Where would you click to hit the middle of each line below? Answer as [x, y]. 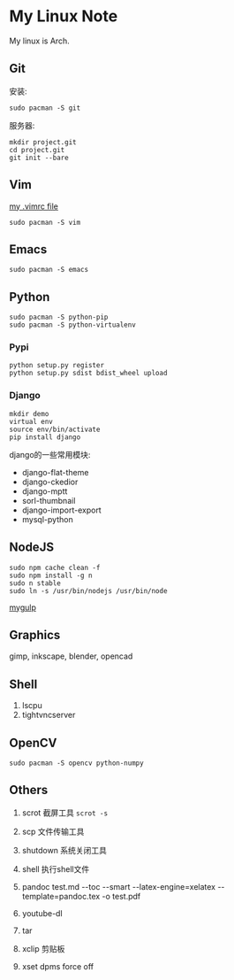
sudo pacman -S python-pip [59, 317]
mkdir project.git [43, 142]
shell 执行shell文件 [56, 868]
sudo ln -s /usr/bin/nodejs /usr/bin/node [88, 590]
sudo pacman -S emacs [49, 270]
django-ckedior [50, 482]
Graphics [35, 635]
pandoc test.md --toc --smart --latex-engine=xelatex [119, 886]
